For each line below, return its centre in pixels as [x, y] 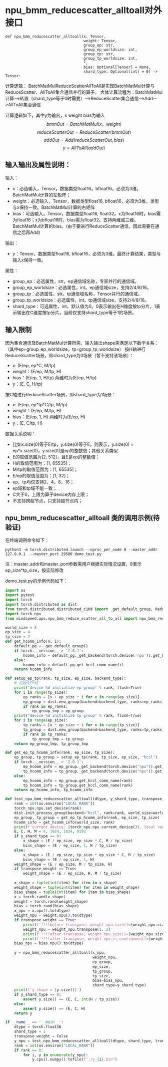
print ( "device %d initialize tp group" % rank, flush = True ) [78, 716]
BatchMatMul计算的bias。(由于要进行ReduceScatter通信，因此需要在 [83, 226]
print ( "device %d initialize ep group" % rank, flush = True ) [78, 688]
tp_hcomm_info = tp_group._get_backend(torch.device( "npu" [86, 771]
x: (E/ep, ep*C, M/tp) [34, 365]
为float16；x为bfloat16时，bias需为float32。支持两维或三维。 [75, 220]
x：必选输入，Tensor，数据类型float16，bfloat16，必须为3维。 [76, 188]
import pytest [20, 595]
